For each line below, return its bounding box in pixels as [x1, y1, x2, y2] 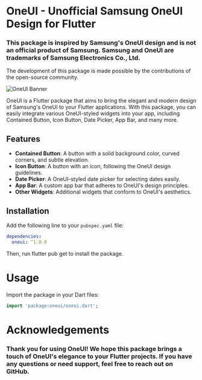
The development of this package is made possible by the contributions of [6, 68, 191, 75]
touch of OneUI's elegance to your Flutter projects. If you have [6, 352, 192, 360]
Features [6, 134, 40, 144]
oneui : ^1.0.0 [11, 239, 47, 245]
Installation [6, 206, 49, 216]
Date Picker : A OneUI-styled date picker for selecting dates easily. [14, 176, 181, 183]
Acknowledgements [6, 323, 110, 337]
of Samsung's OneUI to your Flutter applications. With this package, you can [6, 104, 197, 111]
